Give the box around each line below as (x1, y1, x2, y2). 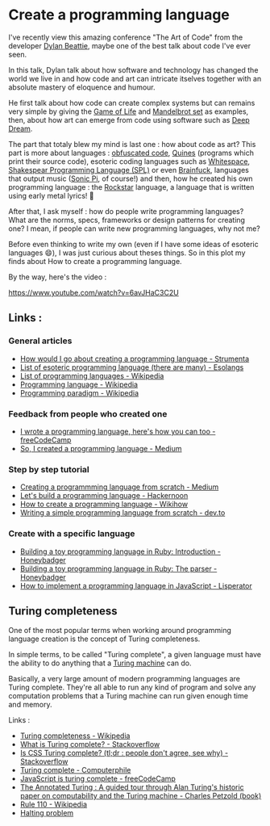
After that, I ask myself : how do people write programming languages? (8, 206, 244, 216)
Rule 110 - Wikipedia (19, 799, 87, 809)
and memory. (8, 700, 52, 710)
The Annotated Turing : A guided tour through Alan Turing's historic (19, 782, 244, 792)
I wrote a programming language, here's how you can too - (19, 426, 216, 436)
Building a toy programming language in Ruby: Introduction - (19, 547, 222, 556)
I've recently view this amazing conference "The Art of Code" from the (8, 32, 243, 42)
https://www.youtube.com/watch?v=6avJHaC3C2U (8, 287, 179, 297)
